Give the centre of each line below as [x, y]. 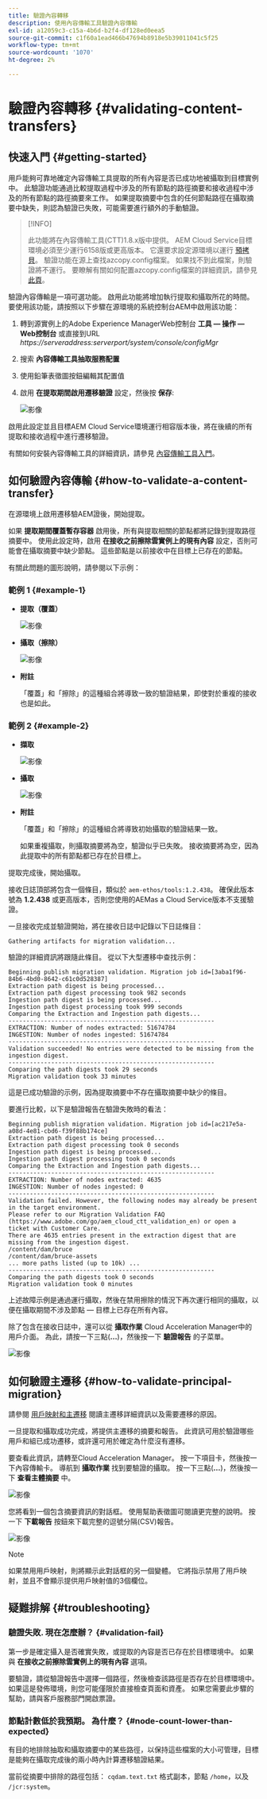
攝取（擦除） [41, 642]
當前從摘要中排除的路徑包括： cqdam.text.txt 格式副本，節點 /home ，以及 [128, 1777]
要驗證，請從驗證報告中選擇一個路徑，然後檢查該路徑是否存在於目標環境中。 [133, 1678]
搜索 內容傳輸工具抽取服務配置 [70, 359]
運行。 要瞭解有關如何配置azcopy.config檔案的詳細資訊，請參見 [153, 269]
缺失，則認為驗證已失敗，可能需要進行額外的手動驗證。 [112, 207]
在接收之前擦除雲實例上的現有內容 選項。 [84, 1661]
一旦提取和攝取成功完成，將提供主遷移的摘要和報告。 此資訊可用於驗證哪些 [131, 1431]
